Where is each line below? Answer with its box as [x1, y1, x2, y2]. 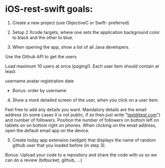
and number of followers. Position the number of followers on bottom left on [5, 117, 159, 123]
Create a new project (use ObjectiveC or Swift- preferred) [12, 20, 130, 26]
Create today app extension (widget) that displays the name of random [12, 137, 156, 143]
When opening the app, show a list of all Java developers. [12, 44, 130, 50]
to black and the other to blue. [12, 34, 74, 40]
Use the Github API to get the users [5, 53, 77, 60]
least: [5, 68, 16, 74]
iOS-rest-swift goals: [5, 3, 93, 15]
